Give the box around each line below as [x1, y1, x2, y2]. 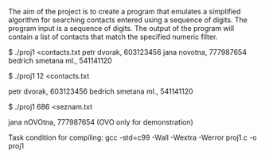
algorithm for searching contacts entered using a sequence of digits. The [8, 15, 248, 25]
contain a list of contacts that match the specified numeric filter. [8, 32, 218, 41]
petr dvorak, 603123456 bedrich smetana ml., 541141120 [8, 87, 193, 96]
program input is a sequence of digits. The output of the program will [8, 24, 235, 33]
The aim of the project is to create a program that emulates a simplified [8, 7, 241, 16]
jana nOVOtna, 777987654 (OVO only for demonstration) [8, 118, 193, 126]
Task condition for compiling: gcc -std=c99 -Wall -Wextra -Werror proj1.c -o [8, 133, 257, 142]
